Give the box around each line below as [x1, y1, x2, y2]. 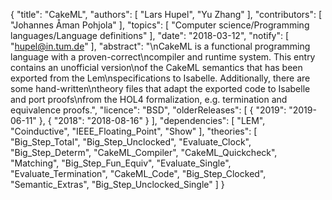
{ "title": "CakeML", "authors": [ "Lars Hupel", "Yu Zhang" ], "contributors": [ [10, 9, 323, 20]
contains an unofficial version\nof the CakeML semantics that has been [10, 62, 303, 73]
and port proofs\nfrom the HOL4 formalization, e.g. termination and [10, 94, 288, 105]
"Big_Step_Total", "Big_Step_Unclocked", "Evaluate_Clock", [10, 136, 252, 148]
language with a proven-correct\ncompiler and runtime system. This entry [10, 51, 316, 63]
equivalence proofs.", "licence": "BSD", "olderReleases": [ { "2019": [10, 104, 287, 116]
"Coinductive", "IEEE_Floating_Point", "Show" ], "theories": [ [10, 125, 258, 137]
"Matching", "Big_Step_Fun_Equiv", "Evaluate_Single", [10, 157, 232, 169]
